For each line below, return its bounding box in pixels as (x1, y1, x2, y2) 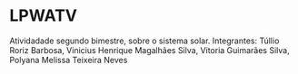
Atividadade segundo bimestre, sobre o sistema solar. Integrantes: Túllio (9, 35, 280, 46)
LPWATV (9, 5, 78, 26)
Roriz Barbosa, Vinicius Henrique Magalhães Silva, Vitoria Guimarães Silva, (9, 44, 290, 55)
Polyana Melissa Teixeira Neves (9, 54, 128, 65)
